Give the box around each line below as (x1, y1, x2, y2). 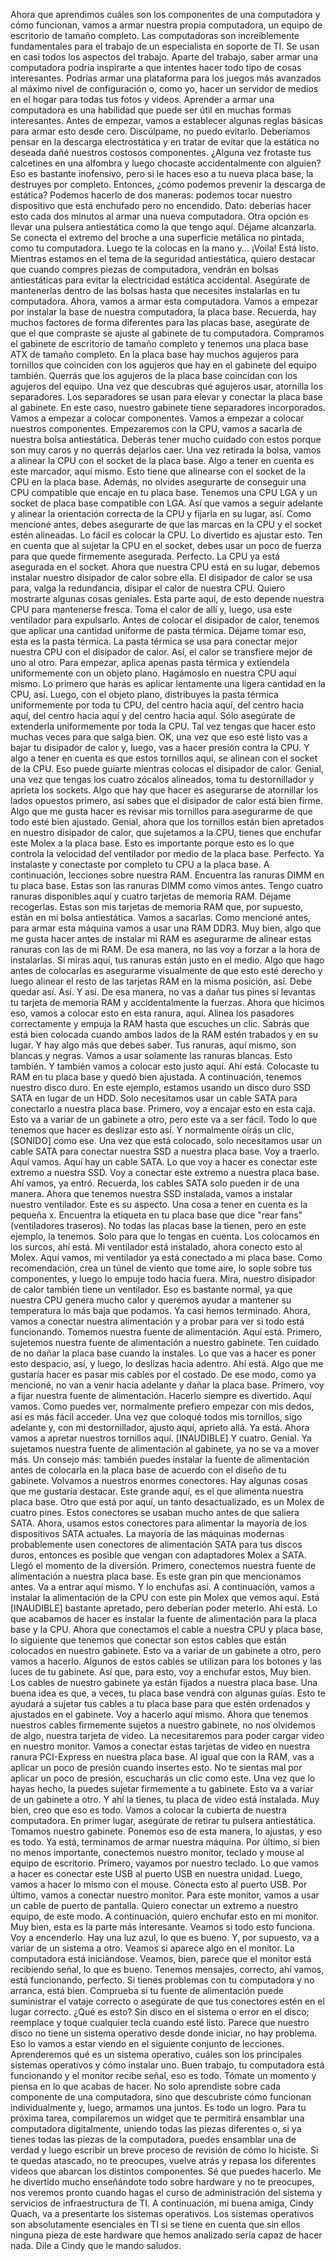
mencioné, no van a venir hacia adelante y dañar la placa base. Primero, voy (10, 1379, 325, 1391)
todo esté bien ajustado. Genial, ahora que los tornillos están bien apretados (10, 816, 325, 828)
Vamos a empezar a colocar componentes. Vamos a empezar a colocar (10, 412, 305, 424)
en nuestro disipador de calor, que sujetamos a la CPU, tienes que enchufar (10, 827, 322, 838)
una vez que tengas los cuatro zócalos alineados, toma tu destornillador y (10, 774, 315, 785)
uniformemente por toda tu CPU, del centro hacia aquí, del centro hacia (10, 699, 305, 711)
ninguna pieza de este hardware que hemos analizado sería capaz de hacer (10, 2229, 323, 2241)
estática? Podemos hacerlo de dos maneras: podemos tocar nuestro (10, 189, 293, 201)
